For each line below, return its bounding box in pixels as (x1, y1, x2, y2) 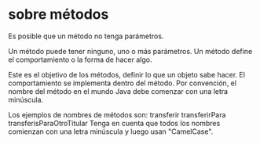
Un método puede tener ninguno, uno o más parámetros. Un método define (8, 46, 253, 56)
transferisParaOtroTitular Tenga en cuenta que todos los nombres (8, 118, 221, 128)
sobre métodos (8, 5, 109, 23)
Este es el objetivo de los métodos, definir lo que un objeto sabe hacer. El (8, 70, 246, 79)
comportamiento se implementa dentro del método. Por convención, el (8, 78, 237, 88)
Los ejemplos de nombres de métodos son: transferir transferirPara (8, 110, 226, 119)
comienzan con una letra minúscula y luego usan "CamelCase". (8, 127, 214, 136)
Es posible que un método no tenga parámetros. (8, 31, 164, 41)
